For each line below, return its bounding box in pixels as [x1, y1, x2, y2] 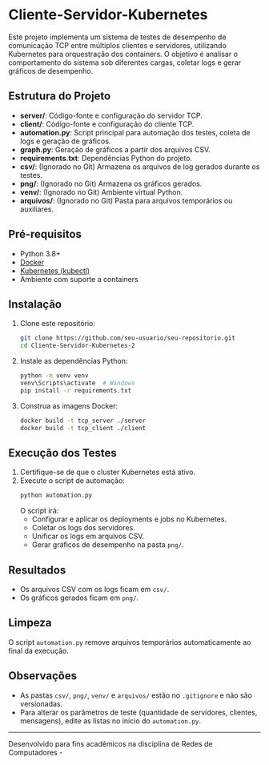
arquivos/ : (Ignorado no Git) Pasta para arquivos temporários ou [19, 195, 233, 205]
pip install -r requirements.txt [19, 386, 132, 394]
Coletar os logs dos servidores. [31, 523, 136, 533]
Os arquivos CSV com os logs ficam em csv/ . [19, 585, 170, 594]
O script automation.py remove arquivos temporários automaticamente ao [8, 637, 251, 646]
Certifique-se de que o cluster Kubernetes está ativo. [19, 467, 196, 477]
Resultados [8, 563, 66, 577]
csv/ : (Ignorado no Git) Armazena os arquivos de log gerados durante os [19, 162, 260, 171]
